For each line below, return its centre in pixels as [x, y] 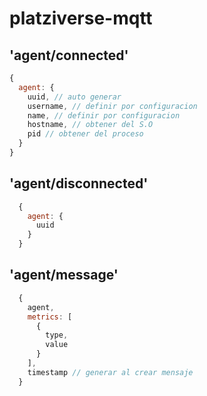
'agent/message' [64, 275]
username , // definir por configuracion [112, 106]
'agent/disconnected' [79, 183]
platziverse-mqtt [81, 18]
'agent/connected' [69, 55]
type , [57, 335]
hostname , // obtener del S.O [90, 125]
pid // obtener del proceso [85, 134]
